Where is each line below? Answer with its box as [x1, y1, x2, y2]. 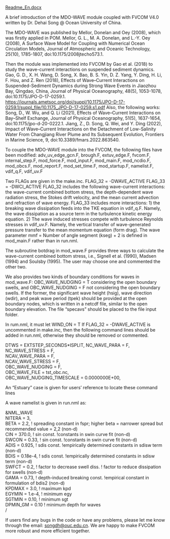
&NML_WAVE [5, 410, 33, 416]
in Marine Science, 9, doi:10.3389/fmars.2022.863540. [5, 137, 120, 143]
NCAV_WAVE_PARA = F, [5, 353, 55, 359]
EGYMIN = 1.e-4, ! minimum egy [5, 491, 72, 497]
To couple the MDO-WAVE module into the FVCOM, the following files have [5, 147, 162, 152]
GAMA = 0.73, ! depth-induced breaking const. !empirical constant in [5, 475, 150, 480]
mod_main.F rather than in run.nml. [5, 238, 79, 244]
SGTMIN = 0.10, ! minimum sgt [5, 496, 69, 502]
